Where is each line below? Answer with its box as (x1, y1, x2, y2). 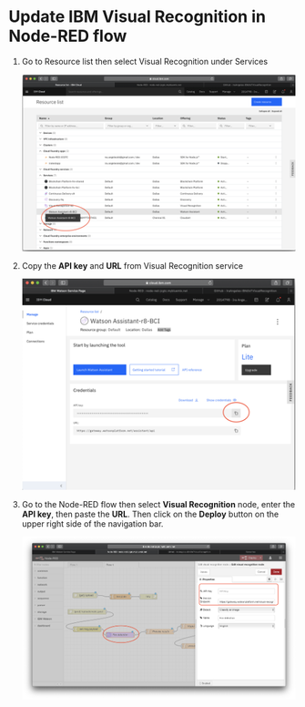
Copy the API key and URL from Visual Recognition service (21, 261, 243, 272)
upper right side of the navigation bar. (21, 517, 164, 529)
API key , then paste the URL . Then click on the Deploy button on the (21, 508, 280, 519)
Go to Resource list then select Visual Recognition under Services (21, 56, 269, 67)
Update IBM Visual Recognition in (8, 6, 266, 27)
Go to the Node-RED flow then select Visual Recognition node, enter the (21, 498, 296, 509)
